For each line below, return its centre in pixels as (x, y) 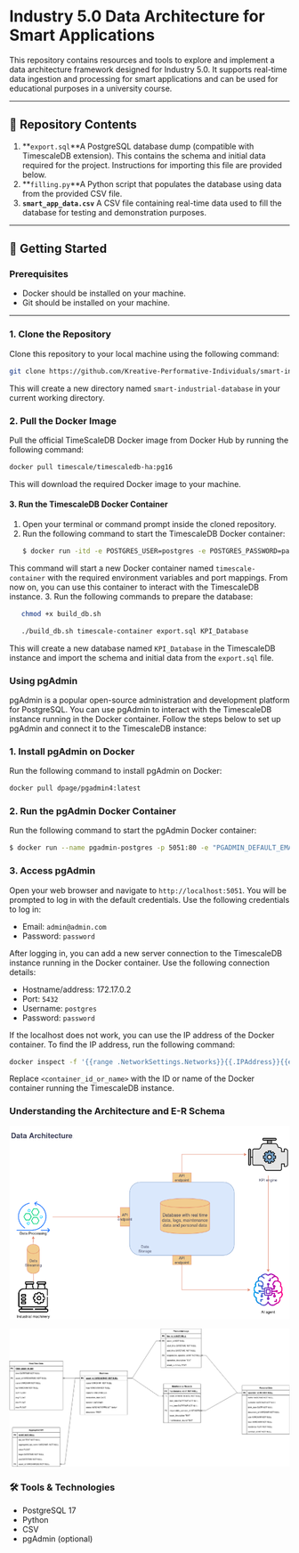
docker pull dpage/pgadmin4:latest (75, 789)
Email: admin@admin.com (64, 926)
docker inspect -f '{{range (61, 1061)
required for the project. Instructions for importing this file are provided (152, 165)
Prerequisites (39, 274)
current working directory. (57, 397)
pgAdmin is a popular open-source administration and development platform (149, 700)
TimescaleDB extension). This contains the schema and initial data (144, 155)
